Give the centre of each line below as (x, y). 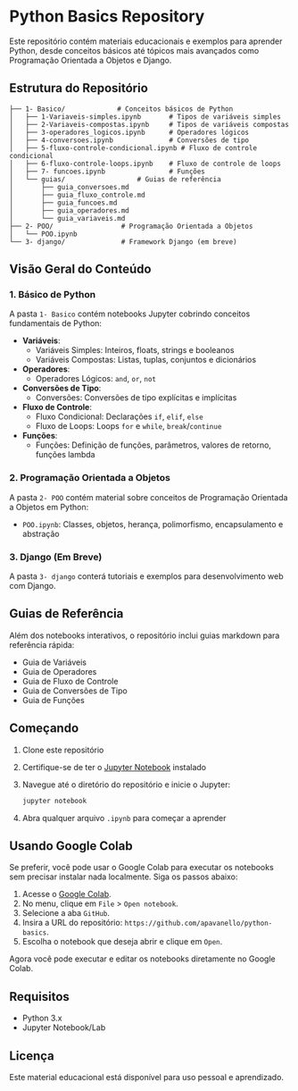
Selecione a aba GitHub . (66, 913)
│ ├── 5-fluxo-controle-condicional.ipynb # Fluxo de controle (133, 148)
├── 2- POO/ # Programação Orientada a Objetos (131, 226)
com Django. (33, 586)
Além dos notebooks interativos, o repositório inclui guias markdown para (145, 635)
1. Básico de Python (53, 295)
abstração (41, 533)
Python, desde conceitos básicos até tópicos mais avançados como (134, 50)
